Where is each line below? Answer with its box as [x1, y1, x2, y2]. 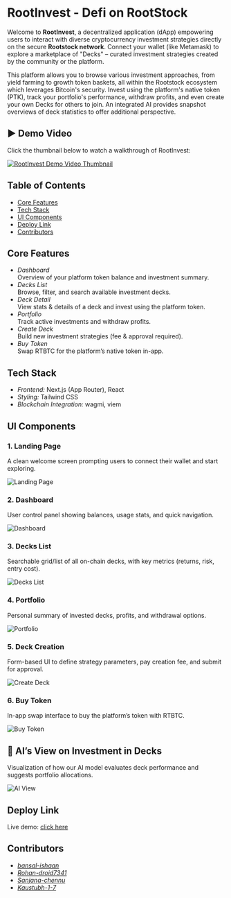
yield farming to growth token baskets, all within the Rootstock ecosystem [7, 78, 218, 86]
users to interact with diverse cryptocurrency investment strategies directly [7, 35, 222, 43]
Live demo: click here [7, 822, 68, 831]
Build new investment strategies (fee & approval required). [17, 332, 183, 340]
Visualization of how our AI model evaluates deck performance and [7, 763, 199, 772]
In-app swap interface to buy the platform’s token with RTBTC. [7, 711, 185, 720]
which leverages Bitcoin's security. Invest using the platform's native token [7, 85, 221, 94]
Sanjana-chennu [17, 876, 66, 884]
